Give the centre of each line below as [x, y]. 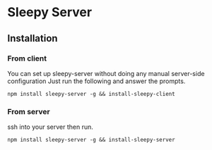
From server [29, 111]
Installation [33, 38]
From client [27, 58]
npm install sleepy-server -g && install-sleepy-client [91, 94]
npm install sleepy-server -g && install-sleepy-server [91, 140]
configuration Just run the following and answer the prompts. [96, 81]
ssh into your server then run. [50, 127]
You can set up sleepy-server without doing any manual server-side [106, 73]
